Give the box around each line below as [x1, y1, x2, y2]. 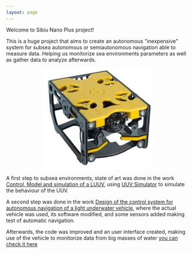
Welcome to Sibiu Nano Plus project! [6, 26, 94, 33]
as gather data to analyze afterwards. [6, 56, 97, 63]
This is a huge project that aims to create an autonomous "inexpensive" [6, 37, 179, 44]
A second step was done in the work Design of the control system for [6, 199, 174, 206]
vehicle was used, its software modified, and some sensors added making [6, 211, 185, 218]
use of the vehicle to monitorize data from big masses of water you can [6, 234, 179, 242]
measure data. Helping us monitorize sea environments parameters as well [6, 50, 186, 57]
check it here [6, 241, 38, 248]
